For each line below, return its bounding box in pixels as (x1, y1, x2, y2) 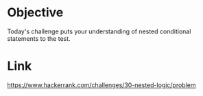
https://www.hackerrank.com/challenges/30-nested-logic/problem (7, 80, 196, 89)
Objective (7, 5, 64, 20)
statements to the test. (7, 34, 71, 42)
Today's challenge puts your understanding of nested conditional (7, 27, 191, 35)
